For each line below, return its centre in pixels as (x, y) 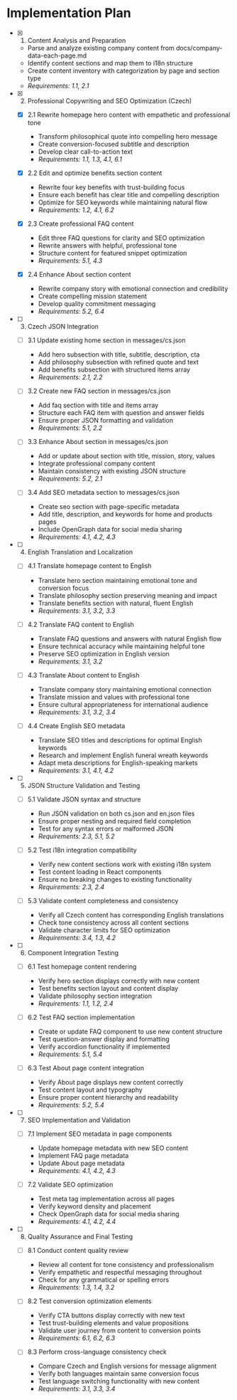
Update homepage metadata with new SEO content (113, 1148)
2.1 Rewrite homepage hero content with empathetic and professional (129, 115)
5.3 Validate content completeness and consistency (103, 900)
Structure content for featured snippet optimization (112, 253)
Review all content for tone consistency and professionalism (126, 1265)
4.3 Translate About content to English (83, 675)
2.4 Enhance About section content (79, 275)
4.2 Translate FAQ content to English (81, 624)
